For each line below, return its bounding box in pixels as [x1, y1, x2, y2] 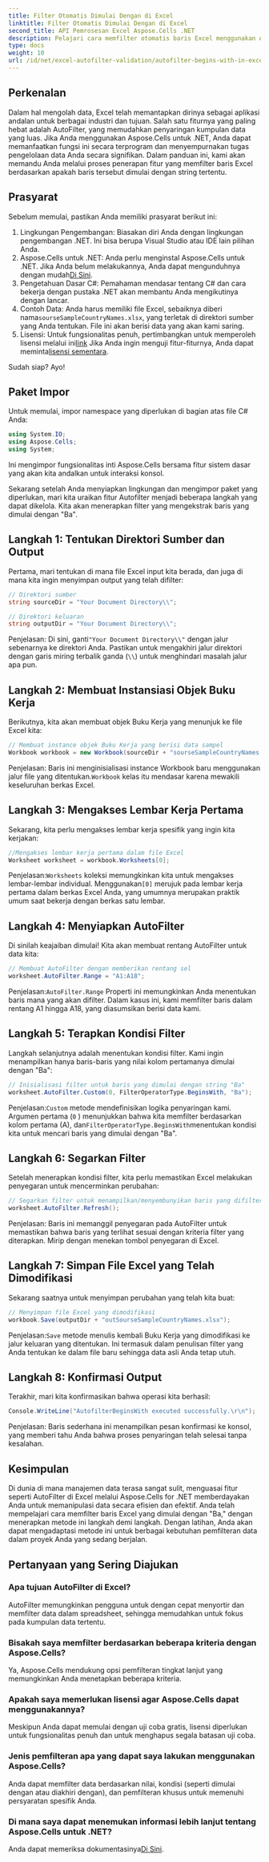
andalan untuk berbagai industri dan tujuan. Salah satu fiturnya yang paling [8, 115, 256, 125]
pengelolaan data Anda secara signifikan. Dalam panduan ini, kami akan [8, 150, 246, 160]
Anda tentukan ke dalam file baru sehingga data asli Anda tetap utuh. [8, 1347, 236, 1357]
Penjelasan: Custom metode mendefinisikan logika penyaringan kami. [8, 1103, 232, 1112]
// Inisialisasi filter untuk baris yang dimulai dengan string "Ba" [8, 1080, 246, 1089]
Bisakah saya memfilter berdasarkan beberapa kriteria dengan [8, 1637, 257, 1648]
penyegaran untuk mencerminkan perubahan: [8, 1181, 159, 1191]
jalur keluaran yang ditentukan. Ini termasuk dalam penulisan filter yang [8, 1338, 244, 1348]
